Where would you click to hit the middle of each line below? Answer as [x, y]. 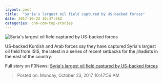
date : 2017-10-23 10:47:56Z [34, 18]
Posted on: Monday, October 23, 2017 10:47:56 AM [68, 75]
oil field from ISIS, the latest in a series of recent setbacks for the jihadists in [81, 51]
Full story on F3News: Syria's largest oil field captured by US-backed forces [81, 66]
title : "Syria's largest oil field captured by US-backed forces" [75, 14]
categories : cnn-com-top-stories [39, 23]
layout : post [18, 9]
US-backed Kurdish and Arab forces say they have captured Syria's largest [81, 46]
